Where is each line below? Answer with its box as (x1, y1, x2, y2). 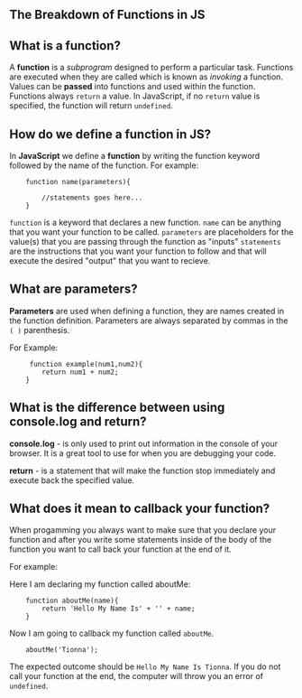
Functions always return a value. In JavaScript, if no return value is (9, 90, 261, 102)
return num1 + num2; (41, 368, 119, 377)
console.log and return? (9, 414, 147, 430)
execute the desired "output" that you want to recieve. (9, 256, 211, 266)
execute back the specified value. (9, 474, 135, 486)
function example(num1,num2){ (29, 359, 143, 368)
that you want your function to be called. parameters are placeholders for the (9, 227, 294, 237)
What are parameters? (9, 282, 138, 297)
